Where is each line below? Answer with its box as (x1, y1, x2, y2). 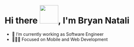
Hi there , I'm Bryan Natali (4, 15, 130, 26)
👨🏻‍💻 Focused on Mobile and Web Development (11, 36, 108, 42)
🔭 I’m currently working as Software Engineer (11, 31, 104, 37)
